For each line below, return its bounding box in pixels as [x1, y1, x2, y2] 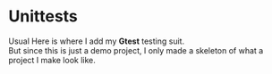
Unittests [8, 6, 78, 27]
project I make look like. [8, 54, 96, 65]
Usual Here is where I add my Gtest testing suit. [8, 36, 185, 46]
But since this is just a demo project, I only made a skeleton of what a [8, 45, 264, 55]
